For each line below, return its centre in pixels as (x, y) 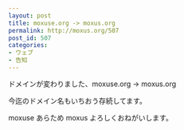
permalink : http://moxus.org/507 (64, 30)
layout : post (30, 16)
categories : (28, 45)
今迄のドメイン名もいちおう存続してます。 (78, 100)
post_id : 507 (30, 38)
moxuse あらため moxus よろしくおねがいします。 (90, 117)
